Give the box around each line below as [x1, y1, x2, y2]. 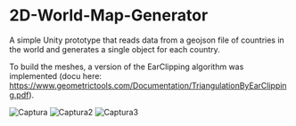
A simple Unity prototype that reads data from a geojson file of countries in [9, 35, 285, 45]
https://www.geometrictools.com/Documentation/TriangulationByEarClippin [9, 80, 287, 91]
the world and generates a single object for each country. [9, 43, 220, 54]
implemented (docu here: [9, 70, 103, 81]
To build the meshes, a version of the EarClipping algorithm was [9, 61, 244, 72]
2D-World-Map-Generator [9, 5, 209, 26]
